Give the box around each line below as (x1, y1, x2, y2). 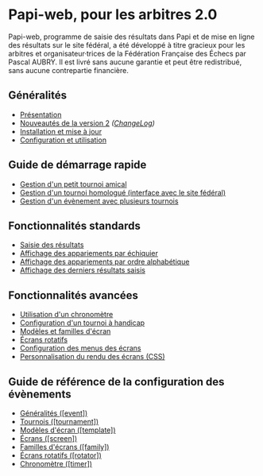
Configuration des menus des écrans (19, 343, 141, 353)
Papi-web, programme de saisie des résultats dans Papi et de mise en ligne (8, 32, 255, 41)
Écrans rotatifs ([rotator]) (19, 451, 102, 460)
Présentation (19, 110, 62, 119)
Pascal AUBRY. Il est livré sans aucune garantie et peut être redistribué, (8, 57, 242, 67)
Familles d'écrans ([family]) (19, 443, 110, 451)
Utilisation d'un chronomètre (19, 310, 114, 319)
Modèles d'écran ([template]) (19, 425, 117, 435)
